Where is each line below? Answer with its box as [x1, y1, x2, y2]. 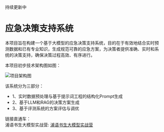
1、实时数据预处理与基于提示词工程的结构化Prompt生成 [12, 93, 123, 99]
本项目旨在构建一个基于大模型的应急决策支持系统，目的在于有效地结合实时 [5, 40, 155, 46]
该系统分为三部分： [5, 83, 44, 89]
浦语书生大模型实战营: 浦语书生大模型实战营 [5, 122, 93, 128]
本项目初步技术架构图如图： [5, 62, 61, 68]
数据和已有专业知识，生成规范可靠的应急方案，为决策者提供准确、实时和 [9, 46, 155, 52]
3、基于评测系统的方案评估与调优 [12, 105, 80, 111]
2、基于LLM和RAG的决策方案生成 [12, 99, 80, 105]
